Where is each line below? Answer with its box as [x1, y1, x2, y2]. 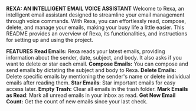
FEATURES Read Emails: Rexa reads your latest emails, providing [6, 48, 165, 55]
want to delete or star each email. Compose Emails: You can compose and [6, 60, 188, 67]
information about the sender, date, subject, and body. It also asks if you [6, 54, 182, 61]
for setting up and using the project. [6, 37, 93, 43]
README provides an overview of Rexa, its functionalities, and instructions [6, 30, 188, 37]
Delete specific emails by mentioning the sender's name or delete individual [6, 73, 191, 80]
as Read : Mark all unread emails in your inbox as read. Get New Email [6, 92, 176, 99]
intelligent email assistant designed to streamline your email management [6, 11, 185, 18]
